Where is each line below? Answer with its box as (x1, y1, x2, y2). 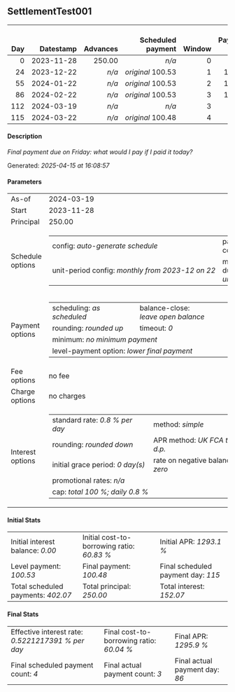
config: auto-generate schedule (52, 241, 158, 251)
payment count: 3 (104, 669, 162, 679)
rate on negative (152, 455, 207, 465)
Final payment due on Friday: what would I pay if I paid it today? (7, 148, 194, 156)
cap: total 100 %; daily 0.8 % (52, 487, 149, 497)
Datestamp (39, 43, 77, 53)
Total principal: (82, 581, 131, 591)
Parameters (7, 177, 42, 186)
